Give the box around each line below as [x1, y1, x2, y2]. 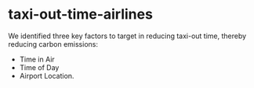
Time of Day [19, 62, 60, 72]
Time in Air [19, 55, 55, 64]
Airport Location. [19, 71, 74, 80]
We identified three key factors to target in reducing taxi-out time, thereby [8, 31, 247, 40]
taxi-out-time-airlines [8, 5, 153, 23]
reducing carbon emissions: [8, 39, 98, 48]
